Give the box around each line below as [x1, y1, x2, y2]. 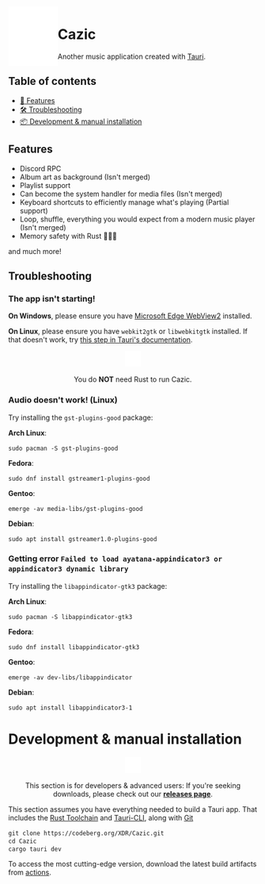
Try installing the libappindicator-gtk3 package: [8, 581, 168, 590]
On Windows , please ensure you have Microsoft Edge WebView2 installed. [8, 311, 252, 321]
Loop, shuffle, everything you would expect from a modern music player [19, 214, 256, 224]
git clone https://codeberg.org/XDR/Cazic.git [8, 829, 165, 837]
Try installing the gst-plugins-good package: [8, 413, 153, 422]
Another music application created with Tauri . [58, 52, 206, 61]
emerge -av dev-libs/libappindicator [8, 673, 133, 682]
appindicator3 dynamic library [8, 565, 129, 574]
